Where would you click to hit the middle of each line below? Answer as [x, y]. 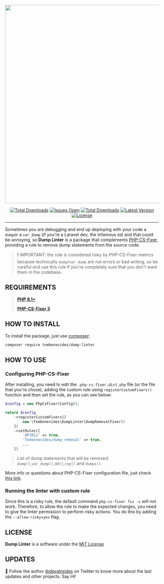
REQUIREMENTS [31, 287]
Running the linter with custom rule [48, 491]
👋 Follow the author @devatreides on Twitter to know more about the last [78, 571]
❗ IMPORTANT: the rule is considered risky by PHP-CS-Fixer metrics [85, 255]
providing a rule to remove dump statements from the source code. [72, 245]
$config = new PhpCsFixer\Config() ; [42, 404]
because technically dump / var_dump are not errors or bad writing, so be [87, 262]
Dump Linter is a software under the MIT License [54, 544]
